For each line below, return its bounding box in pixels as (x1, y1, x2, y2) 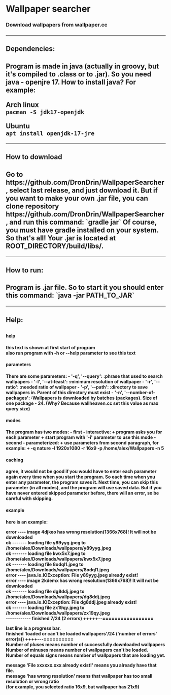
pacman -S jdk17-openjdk (6, 108, 85, 116)
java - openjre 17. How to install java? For (6, 77, 136, 87)
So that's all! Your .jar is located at (6, 234, 116, 242)
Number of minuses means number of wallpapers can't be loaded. (6, 647, 149, 653)
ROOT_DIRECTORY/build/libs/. (6, 241, 104, 250)
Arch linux (6, 100, 39, 109)
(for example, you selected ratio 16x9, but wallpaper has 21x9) (6, 683, 140, 690)
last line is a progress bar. (6, 625, 61, 631)
